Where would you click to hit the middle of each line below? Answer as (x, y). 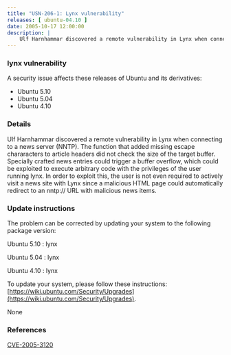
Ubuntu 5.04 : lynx (33, 257)
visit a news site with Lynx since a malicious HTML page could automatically (115, 183)
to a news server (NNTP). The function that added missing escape (101, 146)
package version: (32, 231)
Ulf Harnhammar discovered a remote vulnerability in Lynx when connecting (115, 139)
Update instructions (41, 208)
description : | (29, 33)
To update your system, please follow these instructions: (87, 284)
